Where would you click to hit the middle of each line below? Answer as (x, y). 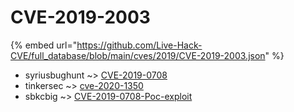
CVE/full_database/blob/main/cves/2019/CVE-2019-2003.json (138, 55)
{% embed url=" (44, 45)
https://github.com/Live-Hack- (139, 45)
